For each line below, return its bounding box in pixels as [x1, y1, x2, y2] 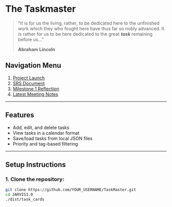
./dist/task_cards [5, 197, 45, 202]
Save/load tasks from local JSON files [12, 135, 93, 141]
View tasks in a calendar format [12, 130, 80, 136]
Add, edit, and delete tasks [12, 124, 70, 131]
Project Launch [12, 75, 45, 81]
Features [5, 111, 34, 119]
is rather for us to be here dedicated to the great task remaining [17, 31, 153, 37]
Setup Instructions [5, 160, 66, 169]
